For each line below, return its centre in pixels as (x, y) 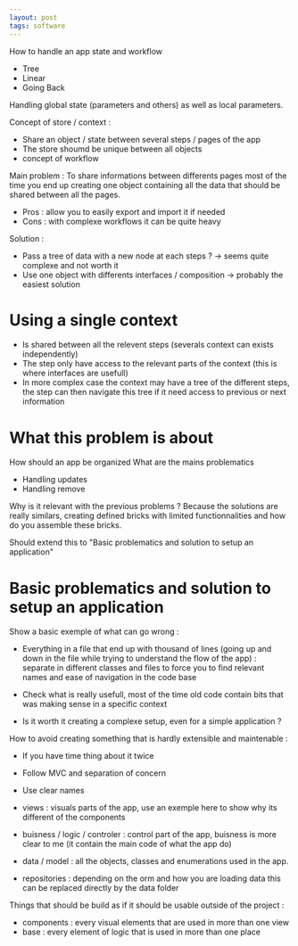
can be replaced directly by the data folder (100, 888)
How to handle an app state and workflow (86, 51)
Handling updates (54, 480)
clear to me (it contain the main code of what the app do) (127, 844)
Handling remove (54, 489)
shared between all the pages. (65, 194)
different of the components (74, 818)
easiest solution (51, 284)
